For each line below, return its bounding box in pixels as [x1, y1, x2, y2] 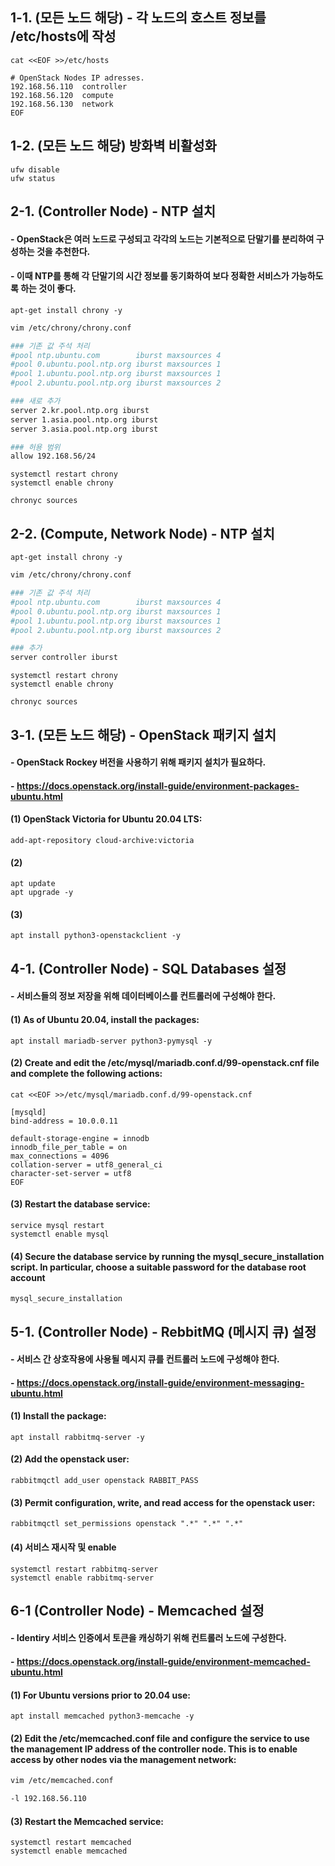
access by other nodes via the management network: [10, 1753, 237, 1765]
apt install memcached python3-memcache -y [10, 1711, 195, 1722]
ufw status [10, 173, 56, 183]
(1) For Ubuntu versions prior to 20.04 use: [10, 1689, 192, 1701]
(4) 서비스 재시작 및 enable [10, 1541, 117, 1553]
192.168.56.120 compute [10, 90, 114, 100]
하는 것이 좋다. [20, 283, 77, 295]
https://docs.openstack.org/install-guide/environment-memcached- [16, 1656, 311, 1668]
